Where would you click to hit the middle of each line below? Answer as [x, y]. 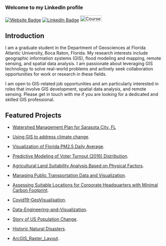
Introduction [25, 36]
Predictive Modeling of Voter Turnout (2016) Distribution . [70, 156]
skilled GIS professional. [30, 100]
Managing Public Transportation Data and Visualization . [69, 175]
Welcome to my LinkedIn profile [44, 7]
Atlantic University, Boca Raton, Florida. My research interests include [77, 53]
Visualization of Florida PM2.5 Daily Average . [58, 146]
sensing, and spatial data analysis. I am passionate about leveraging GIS [79, 64]
